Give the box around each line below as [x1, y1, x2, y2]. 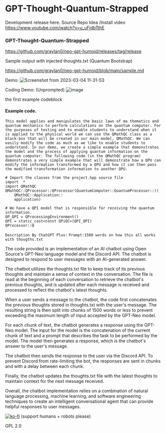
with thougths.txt [5, 237, 43, 242]
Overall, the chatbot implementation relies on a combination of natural [5, 388, 148, 394]
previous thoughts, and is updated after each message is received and [5, 282, 150, 288]
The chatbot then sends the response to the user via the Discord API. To [5, 353, 153, 359]
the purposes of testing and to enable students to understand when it [5, 128, 157, 133]
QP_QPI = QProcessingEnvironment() [5, 215, 79, 219]
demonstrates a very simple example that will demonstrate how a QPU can [5, 158, 162, 163]
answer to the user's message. [5, 343, 69, 349]
